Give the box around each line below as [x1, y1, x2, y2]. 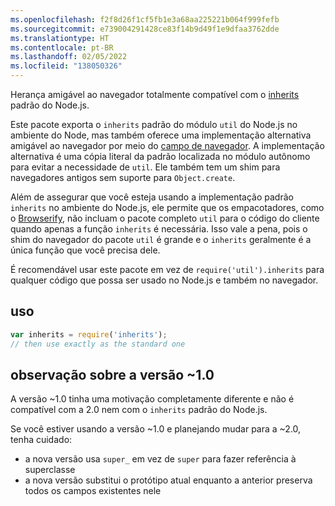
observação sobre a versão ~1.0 [10, 366, 215, 383]
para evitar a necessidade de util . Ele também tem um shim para [10, 161, 281, 173]
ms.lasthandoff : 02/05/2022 [10, 52, 128, 62]
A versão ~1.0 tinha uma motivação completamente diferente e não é [10, 393, 295, 405]
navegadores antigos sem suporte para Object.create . [10, 172, 236, 183]
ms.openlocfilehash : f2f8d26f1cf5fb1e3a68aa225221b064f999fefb [10, 14, 280, 25]
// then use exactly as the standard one [10, 339, 186, 349]
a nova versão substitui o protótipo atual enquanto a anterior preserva [24, 474, 313, 486]
